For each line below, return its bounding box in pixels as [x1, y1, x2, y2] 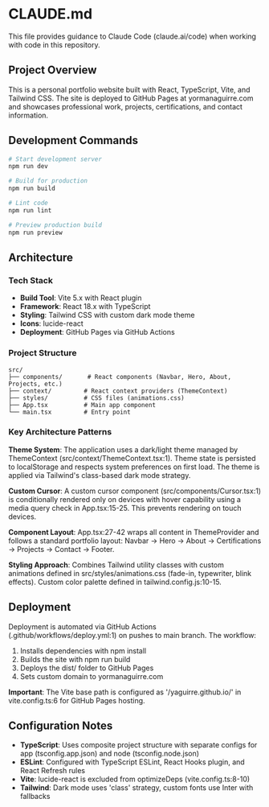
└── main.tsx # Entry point [8, 408, 131, 416]
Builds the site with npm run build [19, 654, 131, 664]
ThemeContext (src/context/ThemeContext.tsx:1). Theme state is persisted [8, 453, 256, 463]
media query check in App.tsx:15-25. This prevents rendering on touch [8, 503, 243, 513]
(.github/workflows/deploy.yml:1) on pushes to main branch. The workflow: [8, 630, 257, 640]
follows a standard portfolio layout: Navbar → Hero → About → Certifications [8, 536, 262, 546]
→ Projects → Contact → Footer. [8, 544, 115, 554]
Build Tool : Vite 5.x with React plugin [19, 293, 142, 303]
